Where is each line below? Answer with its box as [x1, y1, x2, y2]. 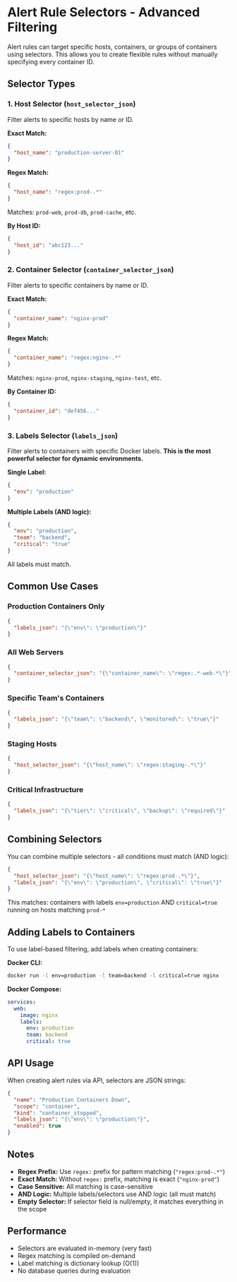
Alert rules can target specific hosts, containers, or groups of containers [7, 42, 217, 51]
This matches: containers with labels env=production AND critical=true [7, 898, 217, 907]
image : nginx [20, 1011, 59, 1019]
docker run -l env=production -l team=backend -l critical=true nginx [7, 972, 219, 979]
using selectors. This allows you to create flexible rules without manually [7, 50, 218, 59]
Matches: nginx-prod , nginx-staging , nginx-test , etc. [7, 374, 162, 382]
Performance [7, 1225, 67, 1238]
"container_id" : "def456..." [13, 407, 99, 415]
